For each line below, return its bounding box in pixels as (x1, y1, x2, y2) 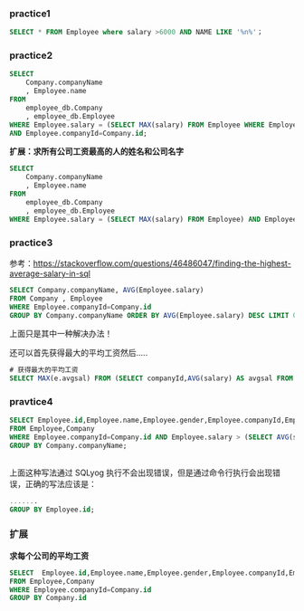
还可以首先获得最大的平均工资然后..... (9, 348, 148, 358)
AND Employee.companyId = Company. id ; (9, 129, 147, 138)
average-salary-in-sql (9, 268, 90, 279)
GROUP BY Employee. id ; (9, 505, 95, 514)
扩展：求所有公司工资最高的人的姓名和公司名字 (9, 146, 184, 157)
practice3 (9, 236, 53, 249)
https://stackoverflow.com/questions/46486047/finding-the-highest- (33, 257, 291, 269)
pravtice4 (9, 396, 53, 408)
